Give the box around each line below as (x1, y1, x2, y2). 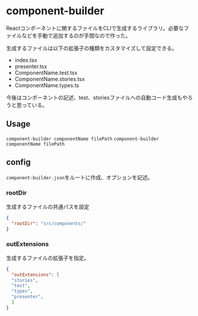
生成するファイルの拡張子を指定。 (6, 254, 90, 261)
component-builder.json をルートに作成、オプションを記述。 (6, 173, 153, 181)
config (6, 157, 31, 168)
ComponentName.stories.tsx (14, 75, 85, 83)
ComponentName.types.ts (14, 81, 79, 89)
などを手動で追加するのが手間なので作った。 (21, 31, 131, 39)
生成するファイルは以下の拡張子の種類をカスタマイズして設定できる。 (6, 45, 177, 52)
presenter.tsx (14, 62, 47, 69)
